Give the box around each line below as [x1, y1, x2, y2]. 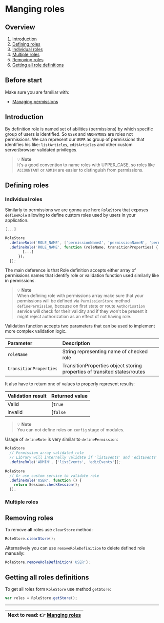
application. [5, 217, 29, 224]
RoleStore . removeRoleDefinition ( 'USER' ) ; [5, 560, 91, 565]
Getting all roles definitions [5, 573, 89, 582]
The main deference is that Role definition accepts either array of [5, 267, 136, 273]
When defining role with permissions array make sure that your [17, 293, 144, 299]
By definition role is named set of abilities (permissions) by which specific [5, 126, 153, 132]
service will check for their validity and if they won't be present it [17, 308, 147, 314]
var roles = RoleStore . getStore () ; [5, 596, 78, 601]
